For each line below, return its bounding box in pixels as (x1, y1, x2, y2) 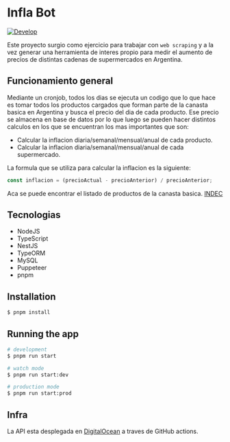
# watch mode (7, 365, 44, 371)
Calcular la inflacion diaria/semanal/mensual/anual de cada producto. (16, 136, 214, 144)
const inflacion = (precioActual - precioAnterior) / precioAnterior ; (7, 177, 213, 184)
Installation (7, 291, 56, 302)
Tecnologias (7, 209, 61, 221)
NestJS (16, 242, 38, 250)
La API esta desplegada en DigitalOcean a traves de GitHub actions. (7, 427, 199, 435)
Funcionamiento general (7, 75, 114, 87)
